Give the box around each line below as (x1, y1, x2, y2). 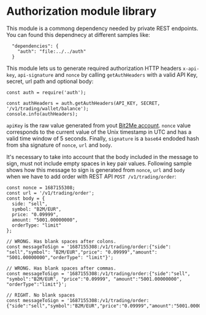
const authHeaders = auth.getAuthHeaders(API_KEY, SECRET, (6, 100, 161, 106)
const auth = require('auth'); (6, 89, 86, 96)
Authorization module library (6, 4, 157, 18)
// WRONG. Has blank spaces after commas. (6, 265, 116, 271)
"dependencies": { (12, 43, 59, 49)
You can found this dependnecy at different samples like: (6, 31, 150, 38)
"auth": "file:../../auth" (17, 48, 86, 55)
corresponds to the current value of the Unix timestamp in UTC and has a (6, 128, 192, 136)
